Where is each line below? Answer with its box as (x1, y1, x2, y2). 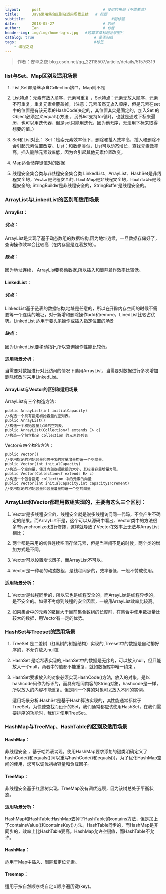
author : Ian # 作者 (5, 26, 115, 31)
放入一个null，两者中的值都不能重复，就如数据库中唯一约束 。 (12, 664, 139, 670)
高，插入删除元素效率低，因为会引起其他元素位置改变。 (12, 149, 125, 155)
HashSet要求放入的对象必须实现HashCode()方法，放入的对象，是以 (12, 674, 150, 680)
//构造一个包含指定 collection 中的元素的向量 (5, 477, 92, 482)
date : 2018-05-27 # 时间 (5, 21, 115, 26)
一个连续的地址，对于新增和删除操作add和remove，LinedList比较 (13, 311, 147, 317)
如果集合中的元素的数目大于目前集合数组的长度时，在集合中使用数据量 (12, 609, 156, 615)
